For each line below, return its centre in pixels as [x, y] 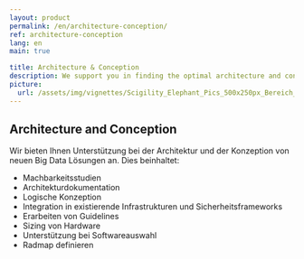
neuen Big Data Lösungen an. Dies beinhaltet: [95, 161]
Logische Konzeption [62, 197]
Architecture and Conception [93, 129]
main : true [30, 51]
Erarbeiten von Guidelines [71, 217]
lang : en [26, 43]
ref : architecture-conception [66, 34]
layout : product [40, 18]
